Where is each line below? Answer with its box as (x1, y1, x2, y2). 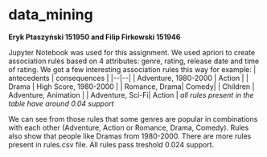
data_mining (8, 6, 94, 24)
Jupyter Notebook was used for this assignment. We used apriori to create (8, 47, 256, 57)
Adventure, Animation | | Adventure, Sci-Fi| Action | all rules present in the (8, 90, 254, 99)
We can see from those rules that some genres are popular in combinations (8, 114, 258, 123)
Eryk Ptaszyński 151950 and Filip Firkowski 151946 (8, 32, 181, 42)
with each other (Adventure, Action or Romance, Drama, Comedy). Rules (8, 123, 249, 132)
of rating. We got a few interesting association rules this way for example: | (8, 64, 257, 74)
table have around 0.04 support (8, 99, 114, 108)
